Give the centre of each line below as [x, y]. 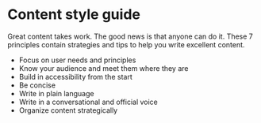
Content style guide [74, 15]
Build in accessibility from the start [75, 76]
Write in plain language [56, 93]
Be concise [37, 85]
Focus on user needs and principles [77, 60]
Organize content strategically [68, 110]
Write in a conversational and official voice [88, 102]
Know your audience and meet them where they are [104, 68]
